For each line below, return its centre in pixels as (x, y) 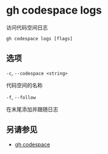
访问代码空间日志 (27, 27)
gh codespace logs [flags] (39, 38)
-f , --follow (21, 97)
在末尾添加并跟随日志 (32, 109)
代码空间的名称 (24, 85)
